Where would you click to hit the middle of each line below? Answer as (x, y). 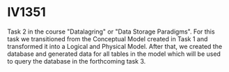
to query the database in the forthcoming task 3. (77, 61)
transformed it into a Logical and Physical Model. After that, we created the (115, 46)
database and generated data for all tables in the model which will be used (114, 54)
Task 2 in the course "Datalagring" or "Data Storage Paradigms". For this (111, 31)
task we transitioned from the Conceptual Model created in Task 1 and (108, 38)
